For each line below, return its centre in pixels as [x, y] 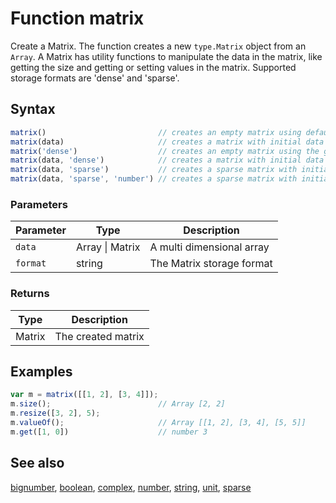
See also [37, 463]
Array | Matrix [108, 247]
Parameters [39, 204]
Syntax [33, 109]
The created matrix [99, 336]
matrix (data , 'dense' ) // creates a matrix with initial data [167, 160]
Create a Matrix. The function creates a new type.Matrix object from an [158, 46]
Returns [30, 294]
